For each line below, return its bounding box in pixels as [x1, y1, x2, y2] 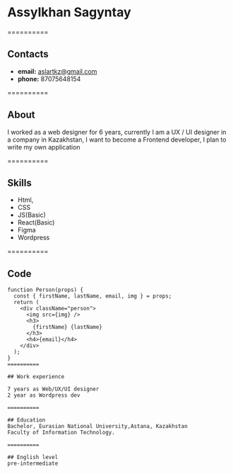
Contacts [7, 48, 49, 60]
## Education [7, 417, 46, 424]
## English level [7, 454, 59, 461]
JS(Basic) [17, 210, 46, 220]
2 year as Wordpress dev [7, 392, 80, 399]
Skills [7, 176, 32, 188]
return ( [13, 299, 40, 306]
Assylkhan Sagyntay [7, 4, 132, 21]
